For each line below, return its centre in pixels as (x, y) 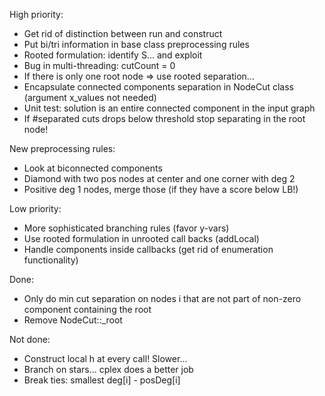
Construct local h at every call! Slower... (105, 358)
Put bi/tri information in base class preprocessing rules (136, 44)
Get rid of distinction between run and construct (123, 33)
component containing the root (87, 309)
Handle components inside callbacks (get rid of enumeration (148, 249)
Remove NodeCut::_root (73, 320)
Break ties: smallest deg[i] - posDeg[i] (102, 380)
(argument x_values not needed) (90, 97)
